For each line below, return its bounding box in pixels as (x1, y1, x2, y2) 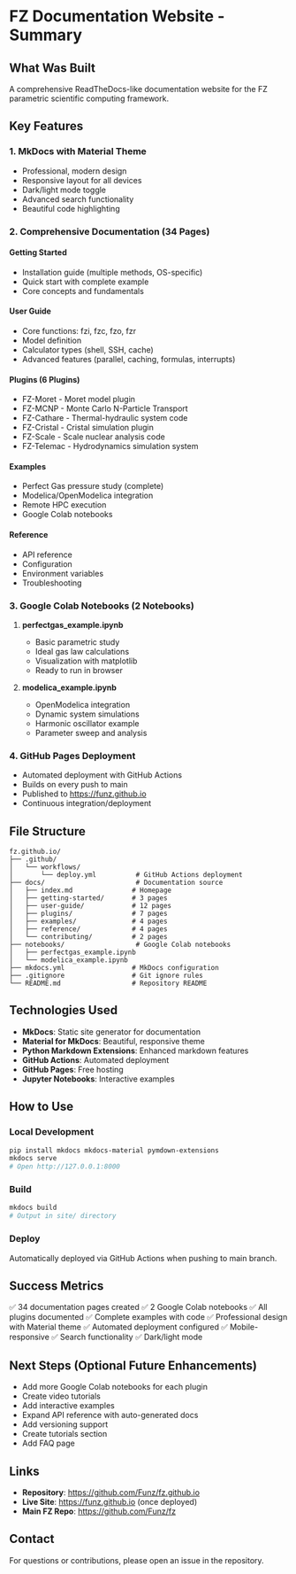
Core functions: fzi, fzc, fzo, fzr (21, 326, 137, 337)
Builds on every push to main (21, 779, 128, 790)
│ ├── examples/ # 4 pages (9, 917, 168, 927)
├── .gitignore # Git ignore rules (9, 972, 203, 981)
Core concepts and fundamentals (21, 285, 144, 296)
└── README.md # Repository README (9, 979, 208, 989)
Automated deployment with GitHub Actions (21, 770, 183, 780)
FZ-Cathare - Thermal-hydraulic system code (21, 413, 188, 423)
